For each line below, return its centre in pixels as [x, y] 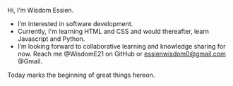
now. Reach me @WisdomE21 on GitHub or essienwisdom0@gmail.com [121, 54]
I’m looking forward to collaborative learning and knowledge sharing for [121, 46]
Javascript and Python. [51, 39]
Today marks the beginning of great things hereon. [81, 75]
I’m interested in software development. [75, 24]
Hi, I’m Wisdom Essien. [41, 10]
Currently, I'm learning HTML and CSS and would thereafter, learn [113, 31]
